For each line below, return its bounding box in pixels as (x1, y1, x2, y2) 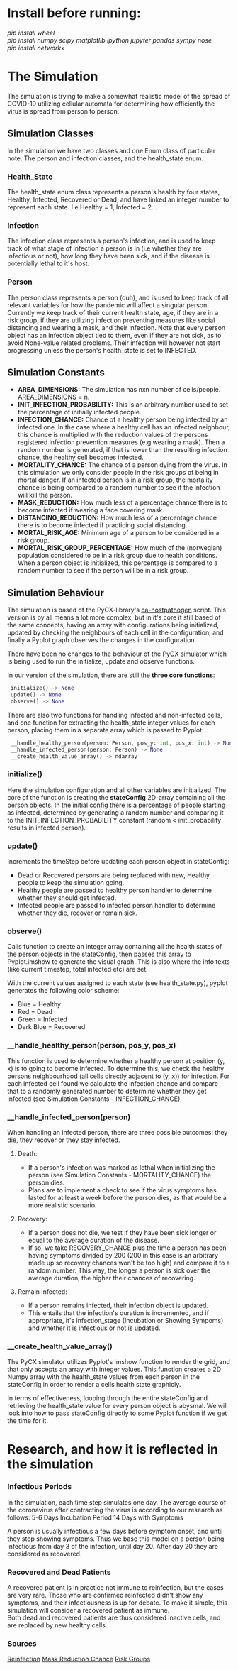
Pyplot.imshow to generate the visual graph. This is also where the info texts (7, 957, 230, 966)
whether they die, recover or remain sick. (17, 908, 138, 917)
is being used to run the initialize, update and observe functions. (7, 657, 195, 666)
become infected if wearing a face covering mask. (17, 506, 164, 515)
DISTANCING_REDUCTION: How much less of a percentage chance (17, 513, 217, 522)
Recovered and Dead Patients (7, 1567, 111, 1577)
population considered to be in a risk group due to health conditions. (17, 551, 218, 560)
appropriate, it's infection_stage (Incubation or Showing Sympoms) (28, 1316, 224, 1324)
